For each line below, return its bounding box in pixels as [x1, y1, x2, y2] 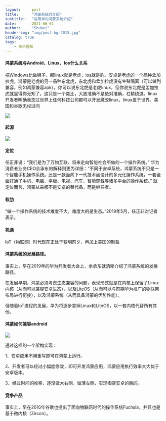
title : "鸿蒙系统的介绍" [5, 12, 62, 17]
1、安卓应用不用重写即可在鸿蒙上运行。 [5, 353, 85, 359]
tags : [5, 40, 16, 45]
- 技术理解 [14, 44, 34, 49]
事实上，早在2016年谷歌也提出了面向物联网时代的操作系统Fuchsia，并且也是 [5, 404, 161, 410]
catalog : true [5, 35, 35, 40]
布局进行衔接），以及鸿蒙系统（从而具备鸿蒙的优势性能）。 [5, 292, 122, 298]
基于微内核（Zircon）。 [5, 411, 51, 417]
